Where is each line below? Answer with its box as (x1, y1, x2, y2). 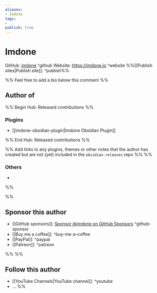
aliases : (5, 7, 23, 12)
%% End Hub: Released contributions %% (5, 137, 90, 143)
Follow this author (5, 265, 61, 273)
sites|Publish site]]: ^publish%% (5, 68, 70, 74)
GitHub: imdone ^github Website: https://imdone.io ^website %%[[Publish (5, 63, 153, 68)
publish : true (5, 25, 34, 30)
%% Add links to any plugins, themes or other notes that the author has (5, 146, 148, 152)
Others (5, 164, 22, 171)
